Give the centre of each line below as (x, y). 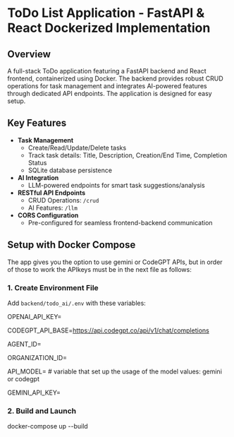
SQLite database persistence (70, 170)
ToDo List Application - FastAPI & (106, 13)
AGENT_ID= (24, 344)
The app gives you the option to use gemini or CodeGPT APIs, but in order (115, 262)
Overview (29, 54)
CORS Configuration (48, 215)
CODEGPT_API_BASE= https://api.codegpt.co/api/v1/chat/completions (108, 330)
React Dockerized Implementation (109, 28)
